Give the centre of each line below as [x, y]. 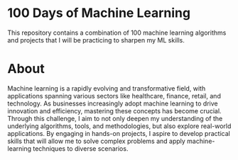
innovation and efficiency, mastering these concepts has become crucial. [114, 110]
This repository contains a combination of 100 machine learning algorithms [117, 33]
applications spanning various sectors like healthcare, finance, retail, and [114, 96]
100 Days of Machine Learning [99, 13]
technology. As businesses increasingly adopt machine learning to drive [113, 103]
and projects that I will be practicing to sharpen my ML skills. [96, 40]
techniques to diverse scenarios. [81, 148]
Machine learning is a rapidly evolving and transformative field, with [107, 88]
